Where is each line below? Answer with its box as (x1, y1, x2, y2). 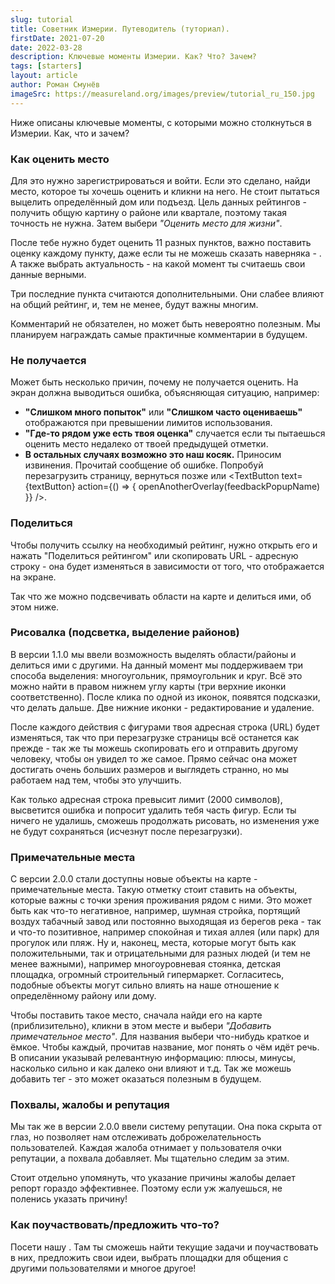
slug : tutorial (10, 14, 74, 25)
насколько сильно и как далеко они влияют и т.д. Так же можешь (10, 1062, 292, 1075)
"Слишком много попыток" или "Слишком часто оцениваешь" (24, 406, 303, 418)
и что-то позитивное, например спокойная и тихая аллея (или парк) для (10, 926, 320, 938)
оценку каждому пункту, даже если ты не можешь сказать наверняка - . (10, 247, 322, 259)
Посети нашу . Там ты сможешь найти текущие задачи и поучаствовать (10, 1241, 319, 1253)
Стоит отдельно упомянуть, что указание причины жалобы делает (10, 1172, 296, 1184)
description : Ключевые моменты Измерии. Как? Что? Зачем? (10, 52, 257, 62)
